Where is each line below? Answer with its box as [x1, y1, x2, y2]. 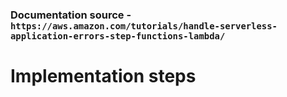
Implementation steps [10, 65, 197, 88]
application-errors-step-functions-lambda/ [10, 30, 226, 42]
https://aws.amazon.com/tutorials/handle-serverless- [10, 20, 278, 32]
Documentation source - [10, 8, 132, 22]
